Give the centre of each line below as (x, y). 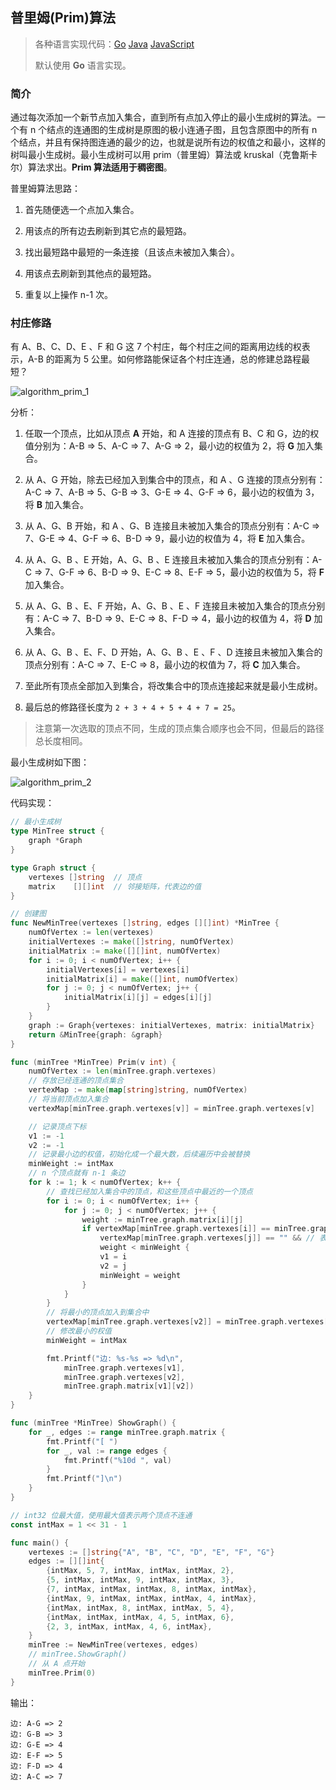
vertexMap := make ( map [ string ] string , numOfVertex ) (138, 1090)
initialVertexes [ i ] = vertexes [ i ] (118, 969)
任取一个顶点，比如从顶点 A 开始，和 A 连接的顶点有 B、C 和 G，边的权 (172, 434)
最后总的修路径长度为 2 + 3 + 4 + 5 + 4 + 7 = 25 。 (132, 707)
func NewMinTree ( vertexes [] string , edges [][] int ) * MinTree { (145, 923)
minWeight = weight (140, 1275)
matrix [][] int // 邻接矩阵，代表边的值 (115, 886)
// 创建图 (28, 914)
